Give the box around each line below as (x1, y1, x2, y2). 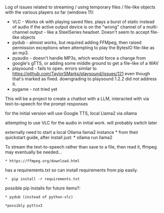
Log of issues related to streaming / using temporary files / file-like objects (5, 4, 156, 10)
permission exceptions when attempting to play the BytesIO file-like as (12, 45, 155, 50)
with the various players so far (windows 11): (5, 9, 94, 15)
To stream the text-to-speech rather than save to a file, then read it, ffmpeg (5, 144, 157, 149)
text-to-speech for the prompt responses (5, 101, 88, 106)
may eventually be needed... (5, 149, 62, 155)
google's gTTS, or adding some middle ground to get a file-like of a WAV (12, 61, 159, 66)
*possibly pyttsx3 (5, 203, 43, 208)
